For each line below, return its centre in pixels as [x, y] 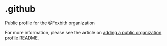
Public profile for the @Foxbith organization [50, 23]
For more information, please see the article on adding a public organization [83, 32]
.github [20, 9]
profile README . [22, 38]
